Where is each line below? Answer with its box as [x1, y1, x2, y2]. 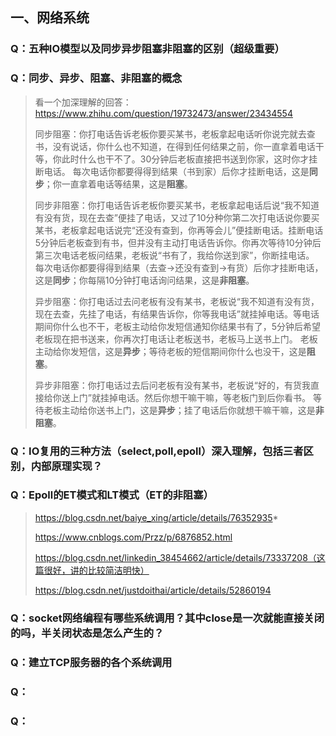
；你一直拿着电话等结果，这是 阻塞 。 [43, 178, 193, 190]
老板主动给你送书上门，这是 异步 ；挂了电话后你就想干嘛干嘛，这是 [43, 404, 316, 416]
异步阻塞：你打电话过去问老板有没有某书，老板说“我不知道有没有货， [34, 295, 320, 307]
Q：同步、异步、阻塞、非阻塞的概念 [10, 71, 183, 85]
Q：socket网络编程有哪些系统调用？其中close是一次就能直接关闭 [10, 611, 325, 625]
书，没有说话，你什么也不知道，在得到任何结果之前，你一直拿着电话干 [34, 140, 325, 152]
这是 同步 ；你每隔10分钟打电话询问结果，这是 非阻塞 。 [34, 274, 255, 286]
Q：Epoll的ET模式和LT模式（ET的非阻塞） [10, 488, 214, 502]
